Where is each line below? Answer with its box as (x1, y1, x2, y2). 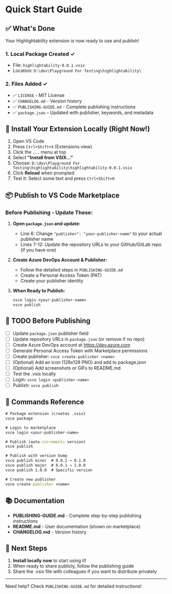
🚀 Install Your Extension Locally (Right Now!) (5, 124, 150, 133)
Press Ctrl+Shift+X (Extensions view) (12, 144, 93, 150)
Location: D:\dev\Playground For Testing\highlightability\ (12, 68, 142, 74)
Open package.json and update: (12, 221, 81, 227)
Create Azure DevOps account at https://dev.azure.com (12, 341, 131, 348)
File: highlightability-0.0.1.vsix (12, 62, 85, 68)
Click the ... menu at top (12, 149, 67, 155)
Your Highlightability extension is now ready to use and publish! (5, 37, 139, 44)
